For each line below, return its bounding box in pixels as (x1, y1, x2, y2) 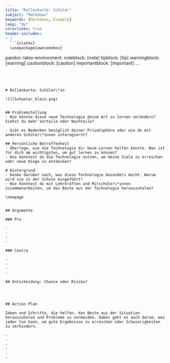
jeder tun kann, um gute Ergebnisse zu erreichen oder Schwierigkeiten (5, 319, 160, 324)
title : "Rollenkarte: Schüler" (5, 7, 72, 13)
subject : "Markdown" (5, 12, 49, 17)
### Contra (5, 248, 29, 253)
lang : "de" (5, 21, 29, 27)
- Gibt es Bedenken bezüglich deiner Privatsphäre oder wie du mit (5, 128, 152, 133)
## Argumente (5, 208, 33, 213)
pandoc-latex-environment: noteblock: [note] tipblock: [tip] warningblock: (5, 54, 160, 61)
